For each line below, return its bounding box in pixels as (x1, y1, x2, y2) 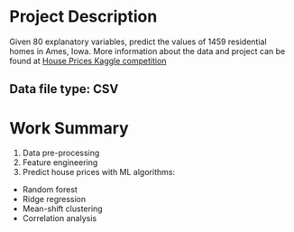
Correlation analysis (22, 213, 97, 224)
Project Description (9, 6, 158, 27)
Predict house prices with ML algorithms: (22, 167, 176, 178)
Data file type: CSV (9, 81, 119, 97)
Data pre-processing (22, 147, 100, 159)
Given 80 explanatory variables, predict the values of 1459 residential (9, 36, 268, 47)
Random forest (22, 184, 78, 195)
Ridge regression (22, 194, 87, 205)
